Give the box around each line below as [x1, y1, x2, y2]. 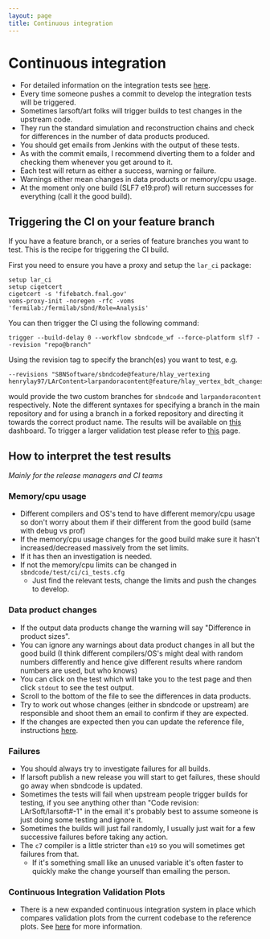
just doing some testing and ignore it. [19, 814, 143, 825]
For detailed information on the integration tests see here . [19, 80, 211, 90]
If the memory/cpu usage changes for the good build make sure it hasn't [19, 534, 260, 544]
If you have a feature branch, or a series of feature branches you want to [8, 237, 249, 246]
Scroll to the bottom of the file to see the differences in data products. [19, 691, 252, 701]
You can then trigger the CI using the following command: [8, 319, 199, 328]
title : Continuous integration [8, 19, 113, 27]
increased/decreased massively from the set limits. [19, 543, 190, 553]
